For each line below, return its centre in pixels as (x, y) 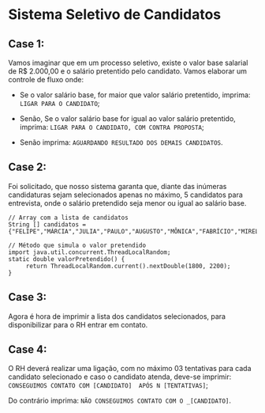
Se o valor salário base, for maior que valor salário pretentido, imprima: (135, 95)
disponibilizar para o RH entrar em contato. (78, 324)
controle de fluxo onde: (46, 80)
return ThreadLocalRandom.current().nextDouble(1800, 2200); (128, 266)
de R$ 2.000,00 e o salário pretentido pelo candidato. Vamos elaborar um (127, 71)
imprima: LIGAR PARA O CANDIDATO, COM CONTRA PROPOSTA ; (112, 127)
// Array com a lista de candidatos (68, 218)
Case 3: (28, 297)
